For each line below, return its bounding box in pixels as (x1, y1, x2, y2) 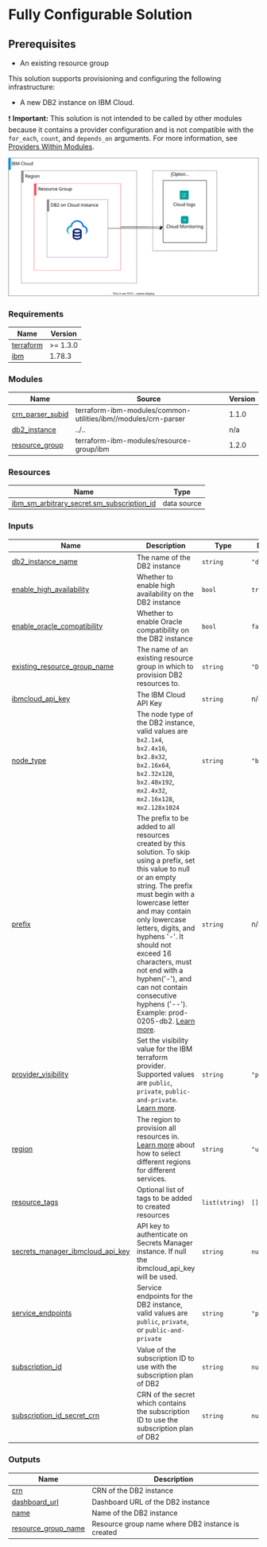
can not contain (136, 983, 188, 992)
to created (136, 1202, 171, 1211)
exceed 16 (136, 949, 172, 958)
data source (162, 498, 202, 508)
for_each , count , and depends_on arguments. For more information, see (8, 134, 238, 142)
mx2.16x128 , (136, 793, 175, 803)
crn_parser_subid (11, 410, 69, 419)
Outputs (8, 1454, 41, 1465)
